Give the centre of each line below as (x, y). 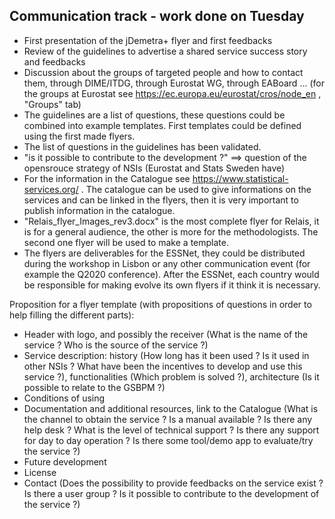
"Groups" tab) (52, 104)
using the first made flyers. (79, 136)
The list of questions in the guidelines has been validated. (142, 146)
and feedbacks (54, 61)
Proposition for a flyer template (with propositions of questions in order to (160, 304)
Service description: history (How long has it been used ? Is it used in (166, 355)
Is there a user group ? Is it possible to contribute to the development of (171, 493)
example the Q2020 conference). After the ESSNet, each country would (171, 274)
